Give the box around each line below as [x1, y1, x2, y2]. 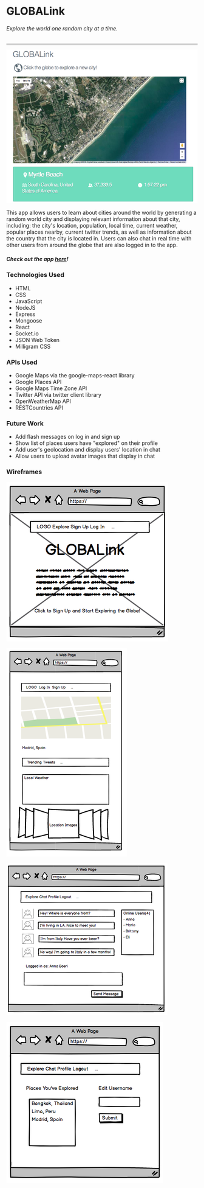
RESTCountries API [15, 404, 64, 411]
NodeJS [15, 304, 36, 311]
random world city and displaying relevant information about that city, [6, 215, 180, 223]
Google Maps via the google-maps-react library [15, 372, 135, 379]
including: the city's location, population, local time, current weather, [6, 222, 178, 229]
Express [15, 310, 36, 318]
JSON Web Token [15, 336, 59, 343]
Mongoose [15, 316, 42, 324]
